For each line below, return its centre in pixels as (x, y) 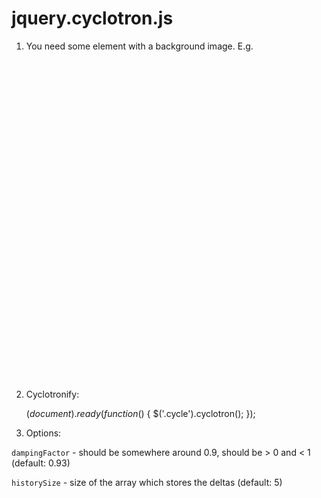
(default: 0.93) (41, 463)
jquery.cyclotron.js (92, 18)
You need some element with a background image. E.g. (139, 46)
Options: (43, 433)
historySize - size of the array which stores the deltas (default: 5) (147, 482)
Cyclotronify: (52, 394)
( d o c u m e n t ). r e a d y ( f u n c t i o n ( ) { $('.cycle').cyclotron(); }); (140, 413)
